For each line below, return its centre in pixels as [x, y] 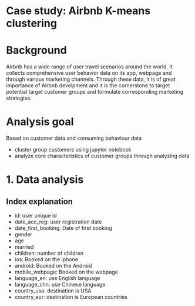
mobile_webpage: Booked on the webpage [66, 272]
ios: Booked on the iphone [46, 259]
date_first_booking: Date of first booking [63, 228]
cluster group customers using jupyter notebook [73, 150]
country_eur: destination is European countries [71, 297]
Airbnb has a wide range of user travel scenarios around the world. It [90, 67]
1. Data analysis [45, 180]
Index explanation [40, 201]
